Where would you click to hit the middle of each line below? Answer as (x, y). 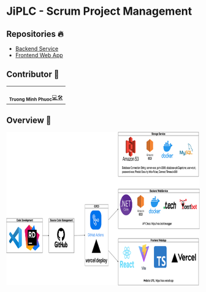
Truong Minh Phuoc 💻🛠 (36, 98)
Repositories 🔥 (35, 34)
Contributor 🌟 (33, 75)
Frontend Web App (39, 55)
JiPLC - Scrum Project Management (99, 11)
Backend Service (37, 48)
